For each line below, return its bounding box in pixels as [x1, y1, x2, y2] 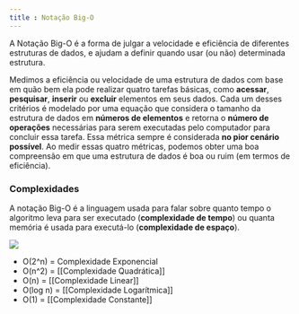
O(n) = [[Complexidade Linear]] [22, 275, 139, 285]
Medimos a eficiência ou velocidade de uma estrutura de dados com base [9, 74, 284, 85]
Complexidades [9, 182, 80, 195]
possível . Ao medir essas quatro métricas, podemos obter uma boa [9, 141, 259, 152]
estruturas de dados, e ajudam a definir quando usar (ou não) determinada [9, 47, 286, 58]
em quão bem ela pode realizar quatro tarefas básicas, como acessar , [9, 83, 269, 94]
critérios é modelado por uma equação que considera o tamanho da [9, 102, 261, 113]
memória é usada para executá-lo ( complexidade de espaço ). [9, 222, 241, 232]
